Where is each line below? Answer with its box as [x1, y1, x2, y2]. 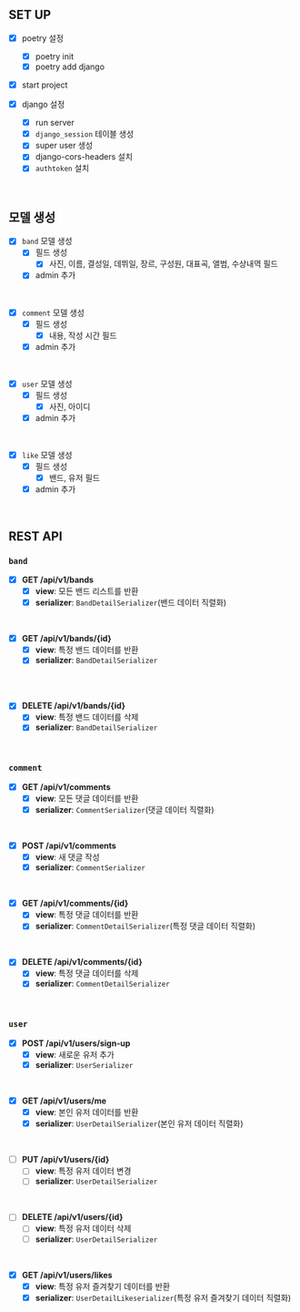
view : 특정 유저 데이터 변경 [35, 1165, 132, 1176]
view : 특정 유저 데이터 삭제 [35, 1223, 132, 1234]
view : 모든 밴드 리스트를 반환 [35, 586, 139, 596]
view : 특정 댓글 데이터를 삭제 [35, 968, 139, 979]
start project [21, 79, 68, 90]
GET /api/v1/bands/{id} [21, 633, 112, 644]
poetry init [35, 50, 75, 62]
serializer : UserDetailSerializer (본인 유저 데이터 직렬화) [35, 1118, 244, 1129]
